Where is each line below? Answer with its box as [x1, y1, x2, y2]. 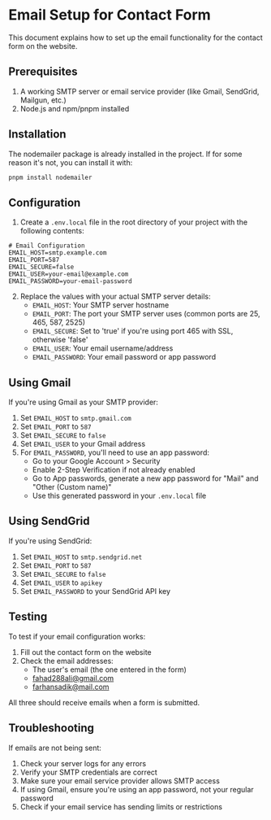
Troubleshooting [8, 722, 95, 735]
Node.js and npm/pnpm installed [19, 103, 130, 113]
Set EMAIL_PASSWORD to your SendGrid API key [19, 586, 171, 595]
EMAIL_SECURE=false [8, 263, 75, 272]
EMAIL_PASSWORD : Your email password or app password [32, 352, 217, 362]
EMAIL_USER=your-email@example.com [8, 270, 129, 278]
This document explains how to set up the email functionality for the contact [8, 33, 263, 42]
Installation [8, 128, 67, 142]
